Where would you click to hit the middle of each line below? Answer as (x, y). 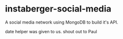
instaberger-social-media (58, 9)
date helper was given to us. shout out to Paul (51, 31)
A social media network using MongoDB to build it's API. (62, 22)
